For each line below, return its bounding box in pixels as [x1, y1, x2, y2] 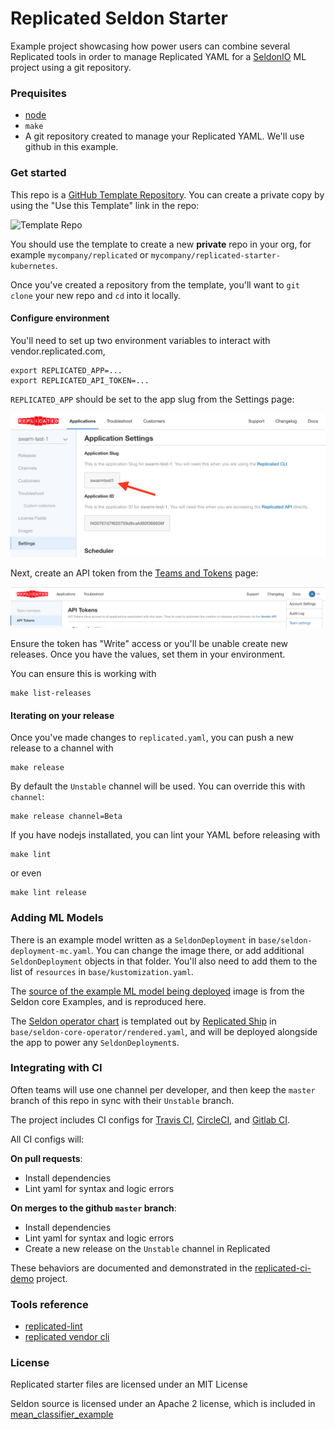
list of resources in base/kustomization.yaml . [10, 965, 194, 977]
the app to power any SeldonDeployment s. [10, 1036, 180, 1048]
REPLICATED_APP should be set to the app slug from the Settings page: [10, 393, 295, 405]
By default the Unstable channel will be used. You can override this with [10, 780, 306, 792]
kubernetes [10, 261, 56, 271]
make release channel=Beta [10, 812, 123, 822]
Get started [10, 166, 67, 180]
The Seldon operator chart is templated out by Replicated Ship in [10, 1015, 277, 1027]
